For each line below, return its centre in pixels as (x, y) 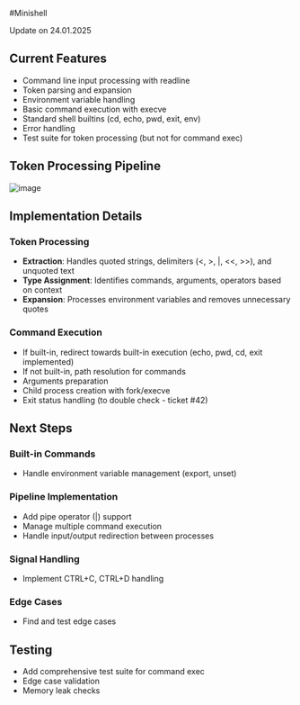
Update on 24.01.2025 (50, 30)
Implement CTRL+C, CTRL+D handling (93, 578)
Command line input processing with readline (106, 80)
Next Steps (41, 428)
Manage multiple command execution (92, 526)
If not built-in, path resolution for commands (104, 371)
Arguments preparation (65, 381)
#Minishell (28, 13)
